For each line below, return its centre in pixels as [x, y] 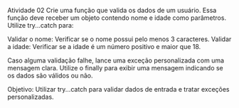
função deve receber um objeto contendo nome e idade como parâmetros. [117, 18]
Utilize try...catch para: [41, 25]
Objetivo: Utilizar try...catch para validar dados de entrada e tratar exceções [118, 89]
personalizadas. [31, 97]
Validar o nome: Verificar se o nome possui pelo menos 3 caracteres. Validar [119, 39]
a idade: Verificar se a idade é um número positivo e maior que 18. [104, 47]
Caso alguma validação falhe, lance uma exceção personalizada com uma [116, 60]
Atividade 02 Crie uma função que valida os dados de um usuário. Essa [112, 10]
